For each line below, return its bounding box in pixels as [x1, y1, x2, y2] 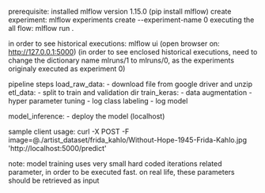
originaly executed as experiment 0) [8, 64, 126, 74]
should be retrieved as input [8, 176, 100, 185]
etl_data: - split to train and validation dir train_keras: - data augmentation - [8, 88, 252, 97]
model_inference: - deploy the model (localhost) [8, 112, 165, 121]
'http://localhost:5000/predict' [8, 144, 107, 153]
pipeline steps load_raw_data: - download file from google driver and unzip [8, 79, 253, 89]
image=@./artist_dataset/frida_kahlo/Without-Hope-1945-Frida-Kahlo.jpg [8, 135, 248, 145]
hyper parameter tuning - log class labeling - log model [8, 96, 188, 105]
